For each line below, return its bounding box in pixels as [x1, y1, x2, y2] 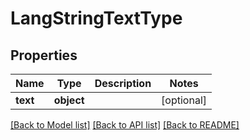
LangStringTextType [10, 7, 183, 30]
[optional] [161, 93, 208, 107]
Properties [10, 47, 78, 64]
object [53, 93, 85, 107]
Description [94, 77, 152, 90]
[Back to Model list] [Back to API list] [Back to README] [10, 119, 240, 131]
